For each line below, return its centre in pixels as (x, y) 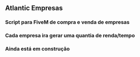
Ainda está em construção (38, 49)
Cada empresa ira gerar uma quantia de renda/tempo (70, 36)
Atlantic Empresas (34, 8)
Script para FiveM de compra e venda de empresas (68, 22)
